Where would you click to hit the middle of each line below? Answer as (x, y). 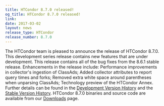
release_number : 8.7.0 (28, 37)
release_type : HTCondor (30, 33)
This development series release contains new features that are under (77, 56)
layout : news (19, 28)
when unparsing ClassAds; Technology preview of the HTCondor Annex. (79, 82)
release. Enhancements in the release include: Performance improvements (81, 67)
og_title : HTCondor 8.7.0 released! (43, 14)
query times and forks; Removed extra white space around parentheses (78, 77)
